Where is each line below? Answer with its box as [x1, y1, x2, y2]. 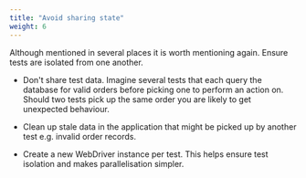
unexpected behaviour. [22, 103, 110, 114]
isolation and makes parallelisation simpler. [22, 158, 185, 169]
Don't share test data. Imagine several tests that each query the [22, 74, 262, 85]
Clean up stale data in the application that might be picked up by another [22, 120, 297, 132]
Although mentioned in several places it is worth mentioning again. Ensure [9, 47, 289, 58]
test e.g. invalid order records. [22, 131, 137, 141]
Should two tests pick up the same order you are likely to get [22, 93, 251, 105]
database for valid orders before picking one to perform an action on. [22, 84, 284, 95]
